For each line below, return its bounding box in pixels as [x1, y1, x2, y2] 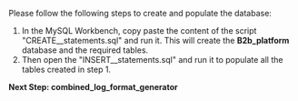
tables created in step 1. [21, 64, 111, 75]
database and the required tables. [21, 45, 149, 56]
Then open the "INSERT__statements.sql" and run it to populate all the [21, 55, 283, 65]
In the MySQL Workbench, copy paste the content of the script [21, 25, 257, 35]
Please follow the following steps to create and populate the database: [8, 8, 272, 18]
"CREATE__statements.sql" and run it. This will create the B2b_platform [21, 35, 290, 45]
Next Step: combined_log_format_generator [8, 82, 178, 92]
